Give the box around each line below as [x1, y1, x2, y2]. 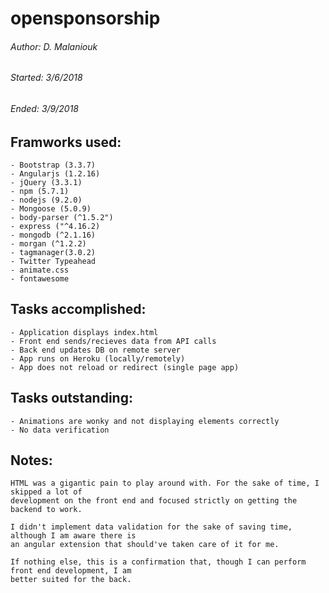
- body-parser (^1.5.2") [10, 213, 114, 223]
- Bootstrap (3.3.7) [10, 160, 97, 171]
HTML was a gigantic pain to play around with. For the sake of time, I [10, 478, 320, 489]
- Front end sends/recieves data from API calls [10, 336, 217, 346]
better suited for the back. [10, 575, 132, 585]
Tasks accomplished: [10, 301, 147, 318]
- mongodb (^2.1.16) [10, 230, 97, 241]
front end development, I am [10, 566, 132, 576]
